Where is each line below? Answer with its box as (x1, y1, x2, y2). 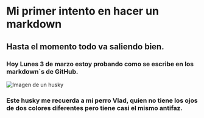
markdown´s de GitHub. (6, 67, 79, 75)
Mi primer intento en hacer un (6, 4, 160, 18)
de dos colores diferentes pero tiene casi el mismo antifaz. (6, 103, 183, 112)
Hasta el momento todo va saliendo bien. (6, 41, 164, 52)
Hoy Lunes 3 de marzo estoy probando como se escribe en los (6, 60, 194, 68)
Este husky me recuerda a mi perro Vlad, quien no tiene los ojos (6, 96, 198, 105)
